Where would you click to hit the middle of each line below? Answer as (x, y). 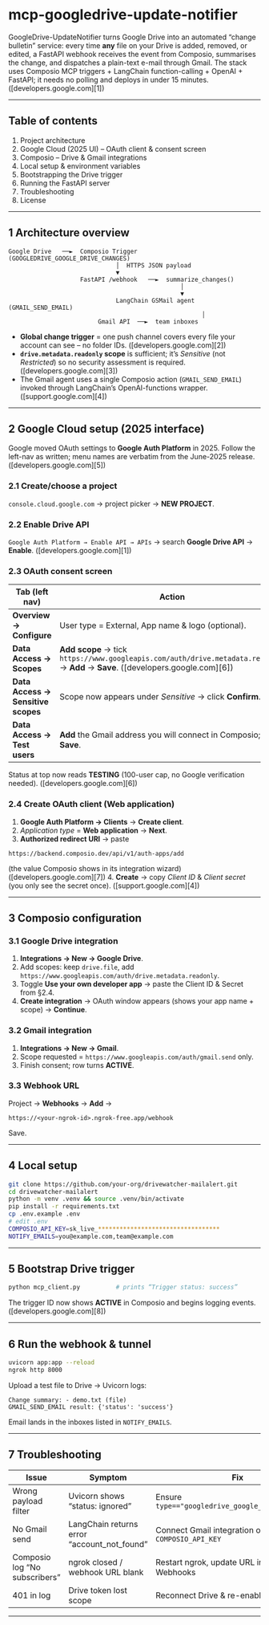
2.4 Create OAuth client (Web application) (91, 804)
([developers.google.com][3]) (69, 370)
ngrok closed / (95, 1562)
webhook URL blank (106, 1572)
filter (21, 1511)
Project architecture (52, 140)
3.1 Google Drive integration (63, 941)
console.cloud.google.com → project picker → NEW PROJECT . (111, 503)
